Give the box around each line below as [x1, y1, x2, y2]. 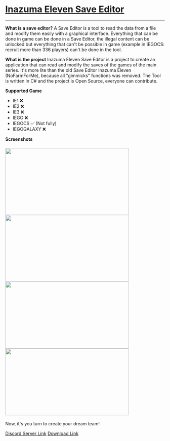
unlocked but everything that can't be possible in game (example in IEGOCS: [5, 41, 165, 47]
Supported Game [5, 88, 42, 94]
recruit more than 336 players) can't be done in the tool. [5, 47, 122, 53]
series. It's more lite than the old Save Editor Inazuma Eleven [5, 67, 132, 73]
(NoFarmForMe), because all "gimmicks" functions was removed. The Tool [5, 72, 161, 78]
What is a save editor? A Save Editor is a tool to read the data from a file [5, 25, 156, 31]
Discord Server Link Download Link [5, 430, 79, 436]
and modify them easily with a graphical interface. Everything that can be [5, 30, 158, 36]
